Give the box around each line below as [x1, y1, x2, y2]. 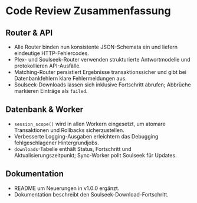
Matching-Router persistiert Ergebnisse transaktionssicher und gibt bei [14, 69, 187, 75]
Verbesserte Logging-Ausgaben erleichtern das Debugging [14, 133, 159, 140]
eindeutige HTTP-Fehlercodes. [14, 50, 89, 57]
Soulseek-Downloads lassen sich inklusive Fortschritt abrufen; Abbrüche [14, 81, 191, 88]
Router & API [5, 28, 53, 38]
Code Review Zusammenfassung [5, 4, 172, 18]
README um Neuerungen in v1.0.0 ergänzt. [14, 185, 120, 192]
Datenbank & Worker [5, 105, 84, 115]
